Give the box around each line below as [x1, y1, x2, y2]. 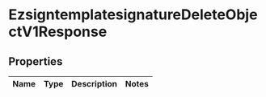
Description [71, 79, 117, 89]
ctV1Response [8, 22, 108, 41]
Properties [8, 55, 63, 68]
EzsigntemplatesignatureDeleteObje [8, 6, 258, 24]
